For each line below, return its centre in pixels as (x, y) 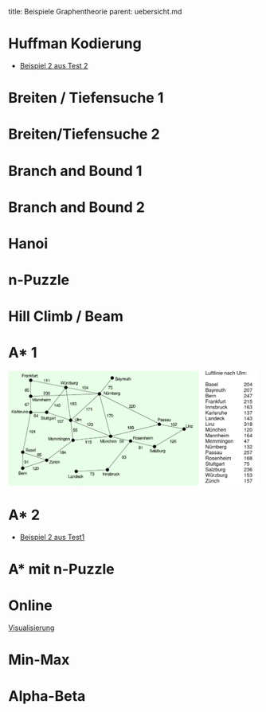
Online (31, 606)
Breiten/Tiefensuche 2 (84, 134)
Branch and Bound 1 (75, 171)
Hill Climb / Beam (66, 317)
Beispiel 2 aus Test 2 (54, 65)
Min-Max (39, 660)
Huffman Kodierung (75, 44)
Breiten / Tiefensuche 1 (86, 98)
